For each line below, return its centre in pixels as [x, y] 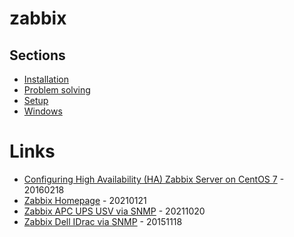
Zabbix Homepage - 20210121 [85, 200]
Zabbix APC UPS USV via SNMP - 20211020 [114, 211]
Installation [46, 79]
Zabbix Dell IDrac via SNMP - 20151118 [103, 221]
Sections [37, 55]
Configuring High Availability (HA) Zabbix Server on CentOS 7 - [154, 179]
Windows [43, 111]
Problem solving [57, 90]
